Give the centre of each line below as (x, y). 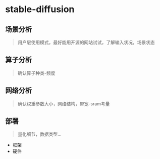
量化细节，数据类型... (39, 134)
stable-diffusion (40, 9)
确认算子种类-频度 (36, 73)
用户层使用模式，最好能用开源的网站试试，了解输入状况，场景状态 (86, 42)
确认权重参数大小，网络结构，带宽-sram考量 (64, 104)
